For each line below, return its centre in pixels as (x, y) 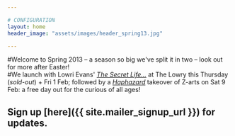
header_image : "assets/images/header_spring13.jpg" (85, 33)
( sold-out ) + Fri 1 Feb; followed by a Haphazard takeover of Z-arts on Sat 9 (116, 82)
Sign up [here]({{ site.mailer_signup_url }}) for (111, 112)
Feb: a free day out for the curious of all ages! (74, 90)
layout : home (27, 27)
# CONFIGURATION (31, 20)
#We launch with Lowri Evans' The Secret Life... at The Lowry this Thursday (118, 74)
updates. (28, 123)
